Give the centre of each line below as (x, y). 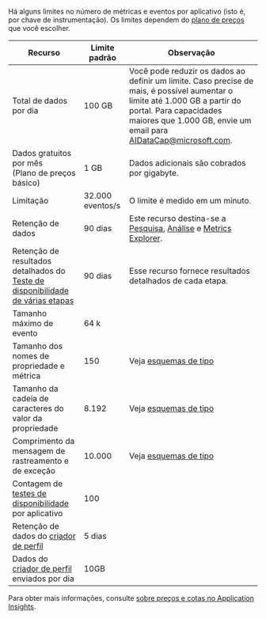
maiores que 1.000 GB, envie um (190, 120)
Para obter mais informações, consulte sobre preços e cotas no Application (131, 598)
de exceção (34, 471)
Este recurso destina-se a (178, 218)
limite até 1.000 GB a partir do (185, 101)
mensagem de (39, 451)
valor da (27, 418)
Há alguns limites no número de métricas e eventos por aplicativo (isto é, (127, 11)
